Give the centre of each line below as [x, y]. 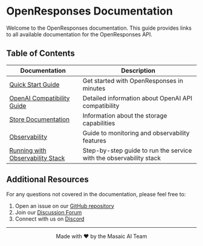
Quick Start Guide [34, 84]
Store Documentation [40, 119]
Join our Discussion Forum [48, 212]
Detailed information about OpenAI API [137, 98]
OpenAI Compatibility [40, 98]
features [95, 141]
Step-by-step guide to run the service [137, 150]
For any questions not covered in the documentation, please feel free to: [96, 194]
